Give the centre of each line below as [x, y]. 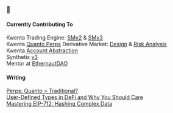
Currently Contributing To [40, 24]
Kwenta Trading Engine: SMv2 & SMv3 [55, 38]
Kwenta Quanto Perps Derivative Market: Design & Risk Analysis [86, 44]
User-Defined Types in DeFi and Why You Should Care [75, 97]
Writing [16, 77]
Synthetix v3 [22, 57]
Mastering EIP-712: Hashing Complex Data [59, 104]
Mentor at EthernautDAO [37, 64]
